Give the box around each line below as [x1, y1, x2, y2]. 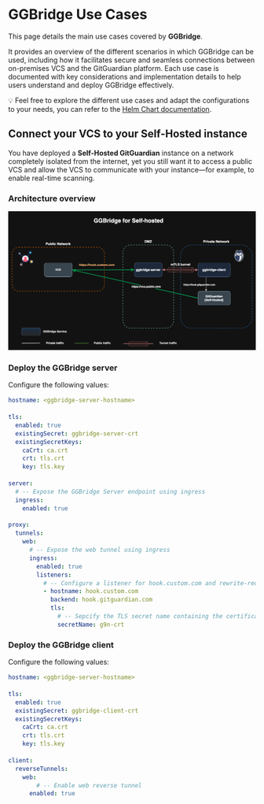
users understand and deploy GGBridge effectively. [8, 80, 174, 90]
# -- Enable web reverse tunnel [36, 781, 143, 789]
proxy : [8, 521, 30, 529]
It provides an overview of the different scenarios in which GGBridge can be [8, 46, 254, 56]
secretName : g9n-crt [57, 621, 125, 628]
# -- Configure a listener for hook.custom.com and [42, 579, 216, 587]
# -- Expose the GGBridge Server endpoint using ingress [15, 487, 206, 495]
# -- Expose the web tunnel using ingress [28, 546, 170, 554]
